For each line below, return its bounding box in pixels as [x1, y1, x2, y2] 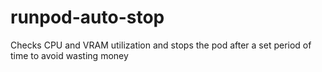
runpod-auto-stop [10, 6, 165, 29]
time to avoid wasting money [10, 49, 129, 61]
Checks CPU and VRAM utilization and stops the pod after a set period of [10, 39, 312, 51]
